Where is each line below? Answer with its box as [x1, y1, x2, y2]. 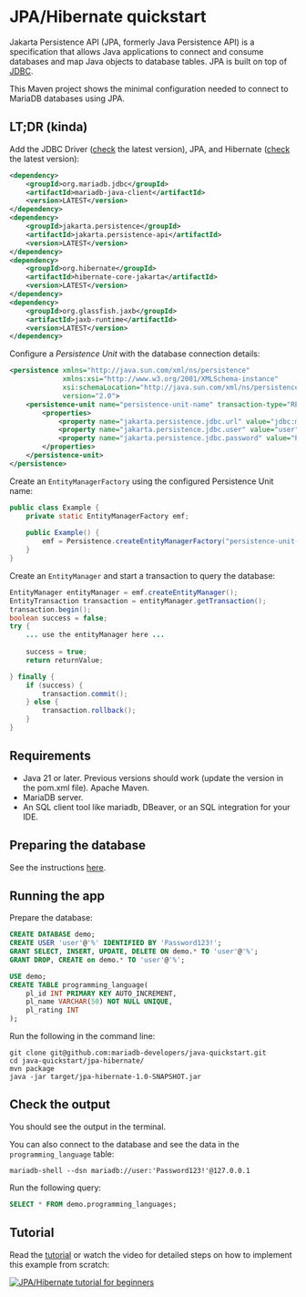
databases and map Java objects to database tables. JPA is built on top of [9, 56, 288, 67]
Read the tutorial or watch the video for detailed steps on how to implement [9, 1249, 293, 1260]
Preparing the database [9, 838, 147, 853]
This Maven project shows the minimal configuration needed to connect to [9, 83, 289, 94]
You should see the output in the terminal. [9, 1121, 167, 1132]
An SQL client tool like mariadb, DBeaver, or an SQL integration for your [22, 801, 291, 812]
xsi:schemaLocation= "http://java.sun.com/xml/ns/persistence [62, 383, 300, 392]
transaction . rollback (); [42, 706, 137, 715]
